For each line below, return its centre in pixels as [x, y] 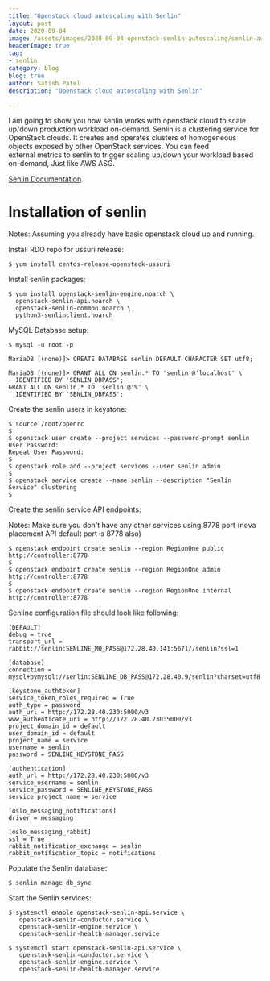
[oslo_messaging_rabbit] [50, 832]
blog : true [27, 76]
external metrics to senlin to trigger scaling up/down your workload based [131, 155]
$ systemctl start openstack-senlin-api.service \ [95, 948]
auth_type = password [45, 705]
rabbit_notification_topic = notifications [82, 854]
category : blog [34, 69]
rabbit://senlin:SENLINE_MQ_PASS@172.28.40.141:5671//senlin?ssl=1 [124, 649]
